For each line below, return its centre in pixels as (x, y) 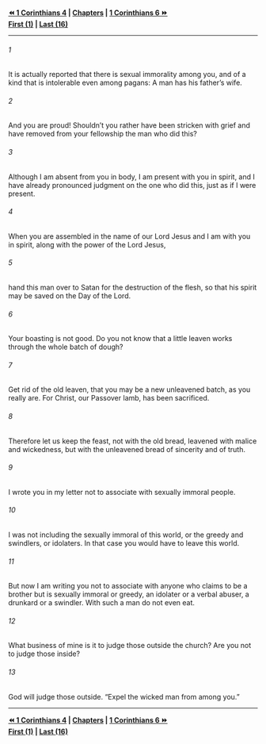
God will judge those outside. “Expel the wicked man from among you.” (124, 696)
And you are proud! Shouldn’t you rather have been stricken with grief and (129, 125)
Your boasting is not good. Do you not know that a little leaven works (120, 339)
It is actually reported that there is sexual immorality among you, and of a (127, 75)
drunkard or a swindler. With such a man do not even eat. (102, 603)
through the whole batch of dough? (66, 347)
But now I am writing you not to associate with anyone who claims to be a (128, 586)
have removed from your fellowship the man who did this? (103, 134)
